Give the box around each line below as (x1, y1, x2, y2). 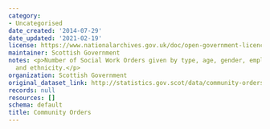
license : (8, 42, 38, 50)
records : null (8, 86, 56, 95)
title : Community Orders (8, 109, 92, 117)
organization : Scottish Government (8, 71, 128, 79)
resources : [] (8, 94, 56, 102)
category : (8, 11, 42, 20)
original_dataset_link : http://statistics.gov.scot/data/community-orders (8, 79, 264, 87)
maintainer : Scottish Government (8, 49, 121, 57)
